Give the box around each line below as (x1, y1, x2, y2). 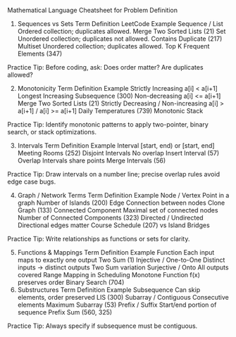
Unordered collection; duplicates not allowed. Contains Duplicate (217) (17, 34, 223, 43)
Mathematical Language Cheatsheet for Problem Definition (7, 6, 178, 14)
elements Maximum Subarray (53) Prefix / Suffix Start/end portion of (17, 300, 217, 309)
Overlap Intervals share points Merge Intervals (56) (17, 156, 166, 165)
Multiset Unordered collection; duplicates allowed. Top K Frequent (17, 42, 210, 50)
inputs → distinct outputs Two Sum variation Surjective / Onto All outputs (17, 263, 229, 272)
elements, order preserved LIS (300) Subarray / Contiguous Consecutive (17, 293, 229, 301)
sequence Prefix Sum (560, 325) (17, 308, 113, 316)
